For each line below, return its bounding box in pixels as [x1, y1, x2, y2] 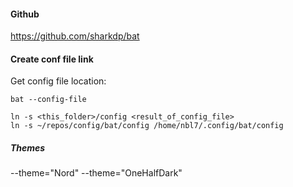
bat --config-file [10, 95, 87, 105]
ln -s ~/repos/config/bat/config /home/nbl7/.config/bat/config [10, 121, 284, 131]
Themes [10, 142, 46, 154]
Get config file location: [10, 75, 107, 87]
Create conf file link [10, 53, 94, 65]
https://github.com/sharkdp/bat [10, 30, 140, 42]
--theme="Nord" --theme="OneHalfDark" [10, 167, 183, 179]
